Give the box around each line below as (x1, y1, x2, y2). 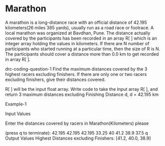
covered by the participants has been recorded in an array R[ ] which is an (5, 35, 158, 41)
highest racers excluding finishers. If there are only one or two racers (5, 71, 147, 77)
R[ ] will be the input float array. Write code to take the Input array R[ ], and (5, 86, 158, 92)
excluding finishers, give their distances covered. (5, 76, 106, 82)
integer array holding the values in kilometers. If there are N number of (5, 40, 150, 46)
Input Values (5, 110, 31, 117)
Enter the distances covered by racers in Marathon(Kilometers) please (5, 120, 149, 126)
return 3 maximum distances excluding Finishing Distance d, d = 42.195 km (5, 91, 159, 97)
